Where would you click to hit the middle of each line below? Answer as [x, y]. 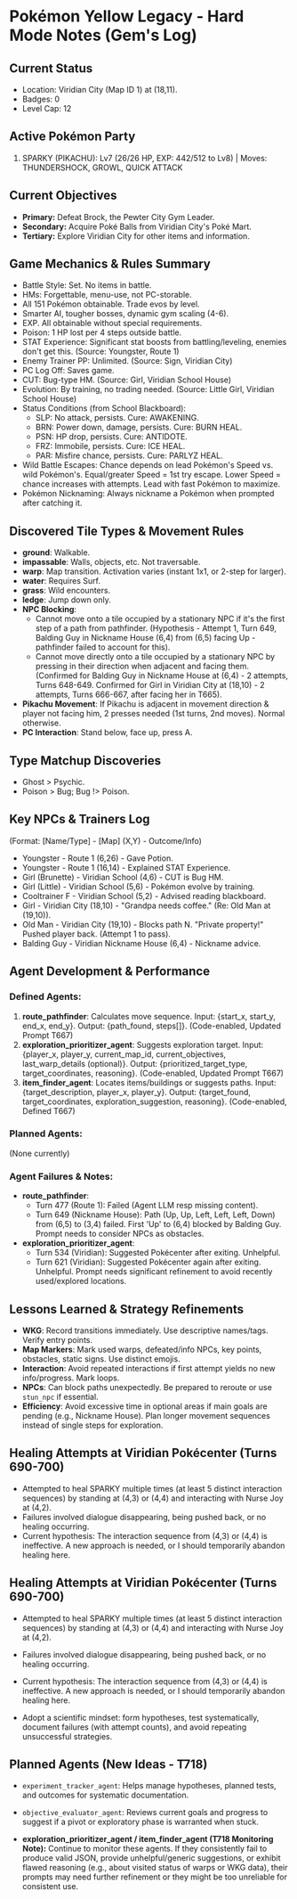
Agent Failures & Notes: [61, 1176]
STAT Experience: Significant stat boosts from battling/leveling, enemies [154, 342]
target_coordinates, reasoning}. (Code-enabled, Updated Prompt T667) [153, 1073]
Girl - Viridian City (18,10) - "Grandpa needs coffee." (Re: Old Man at [146, 905]
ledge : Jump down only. [66, 600]
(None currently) [40, 1153]
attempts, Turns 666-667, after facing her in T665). [128, 695]
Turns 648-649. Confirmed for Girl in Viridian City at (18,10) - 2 [150, 685]
